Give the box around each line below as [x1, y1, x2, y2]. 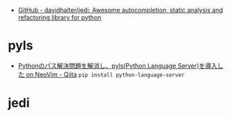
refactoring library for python [17, 13, 102, 22]
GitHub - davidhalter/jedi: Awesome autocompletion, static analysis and [17, 6, 223, 14]
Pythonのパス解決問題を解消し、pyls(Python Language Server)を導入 [17, 61, 218, 70]
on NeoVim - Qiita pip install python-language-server [26, 70, 185, 79]
